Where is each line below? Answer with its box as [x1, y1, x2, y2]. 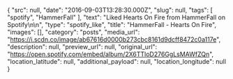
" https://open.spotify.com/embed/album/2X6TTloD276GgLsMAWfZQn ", [7, 50, 214, 58]
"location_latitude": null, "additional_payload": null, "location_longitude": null [7, 58, 227, 65]
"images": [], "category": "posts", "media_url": [7, 28, 140, 36]
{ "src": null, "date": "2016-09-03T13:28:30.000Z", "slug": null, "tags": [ [7, 6, 213, 14]
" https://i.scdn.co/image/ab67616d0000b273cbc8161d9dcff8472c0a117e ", [7, 35, 221, 44]
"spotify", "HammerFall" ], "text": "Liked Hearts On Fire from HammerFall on [7, 13, 225, 21]
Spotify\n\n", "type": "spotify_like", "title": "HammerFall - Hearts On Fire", [7, 21, 217, 28]
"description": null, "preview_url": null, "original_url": [7, 43, 158, 51]
